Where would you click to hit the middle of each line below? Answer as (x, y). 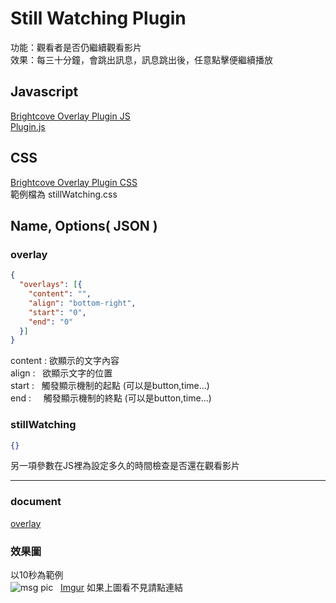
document (36, 502)
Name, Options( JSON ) (84, 225)
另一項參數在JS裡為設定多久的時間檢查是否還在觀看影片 (125, 466)
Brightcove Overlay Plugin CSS (74, 182)
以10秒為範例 (37, 575)
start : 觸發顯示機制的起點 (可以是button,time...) (110, 386)
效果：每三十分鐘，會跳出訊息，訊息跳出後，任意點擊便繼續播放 (141, 59)
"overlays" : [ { (51, 285)
